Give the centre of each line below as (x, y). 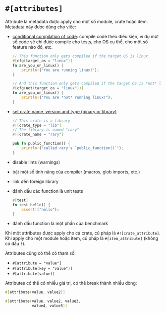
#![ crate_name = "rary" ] (38, 135)
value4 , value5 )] (50, 306)
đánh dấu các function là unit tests (48, 191)
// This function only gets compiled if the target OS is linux (80, 56)
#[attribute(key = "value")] (42, 269)
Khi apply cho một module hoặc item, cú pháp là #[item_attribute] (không (82, 238)
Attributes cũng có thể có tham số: (40, 253)
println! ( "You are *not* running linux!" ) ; (67, 97)
